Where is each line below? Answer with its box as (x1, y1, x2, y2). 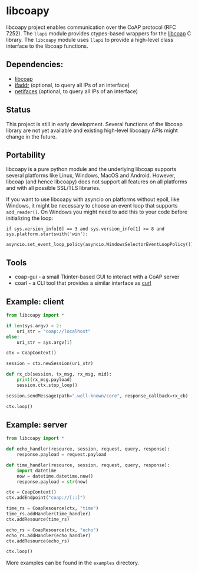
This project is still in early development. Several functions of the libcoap (6, 120, 183, 127)
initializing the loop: (6, 215, 54, 222)
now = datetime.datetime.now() (16, 473, 94, 479)
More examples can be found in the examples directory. (6, 559, 140, 567)
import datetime (16, 468, 57, 474)
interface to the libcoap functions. (6, 42, 88, 50)
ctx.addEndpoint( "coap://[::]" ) (6, 495, 85, 501)
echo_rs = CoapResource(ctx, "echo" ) (6, 527, 99, 533)
